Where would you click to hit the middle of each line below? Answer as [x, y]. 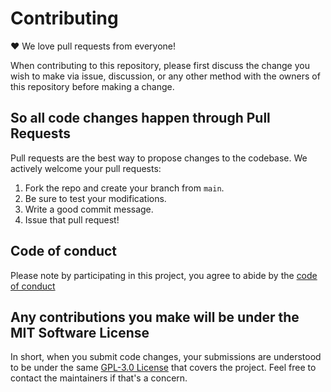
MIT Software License [80, 332]
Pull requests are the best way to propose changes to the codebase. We [159, 158]
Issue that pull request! [72, 219]
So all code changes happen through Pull [140, 118]
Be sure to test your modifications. [95, 198]
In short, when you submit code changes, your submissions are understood [166, 357]
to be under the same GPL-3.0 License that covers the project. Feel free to [163, 368]
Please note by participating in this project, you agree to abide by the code [164, 275]
